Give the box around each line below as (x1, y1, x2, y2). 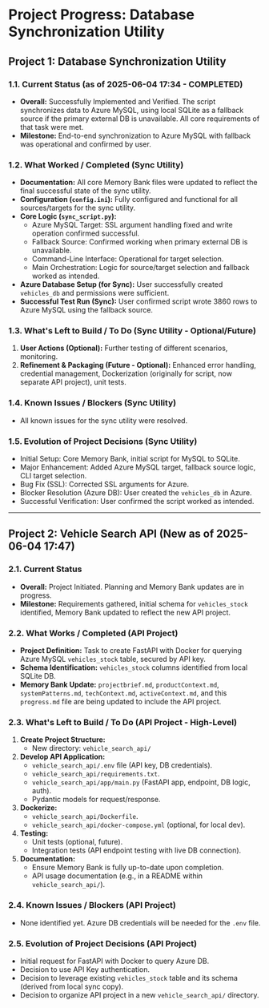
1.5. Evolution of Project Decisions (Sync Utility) (8, 435, 198, 446)
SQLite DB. (19, 671, 56, 681)
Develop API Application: (19, 752, 106, 762)
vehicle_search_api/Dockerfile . (31, 812, 139, 821)
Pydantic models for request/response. (31, 795, 161, 804)
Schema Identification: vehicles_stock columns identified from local (19, 663, 248, 672)
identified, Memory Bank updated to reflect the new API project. (19, 607, 231, 617)
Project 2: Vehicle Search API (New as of (8, 527, 215, 541)
